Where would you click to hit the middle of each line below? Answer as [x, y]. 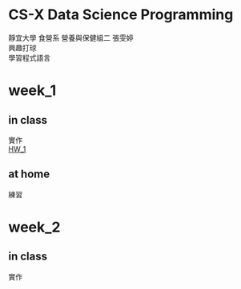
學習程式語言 [29, 57]
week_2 [34, 227]
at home [29, 174]
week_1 [32, 91]
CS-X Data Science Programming [121, 15]
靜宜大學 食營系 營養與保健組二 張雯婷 [71, 38]
